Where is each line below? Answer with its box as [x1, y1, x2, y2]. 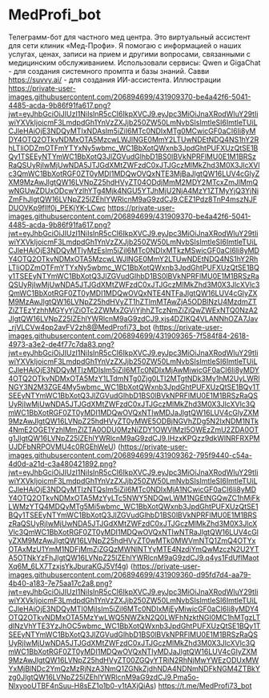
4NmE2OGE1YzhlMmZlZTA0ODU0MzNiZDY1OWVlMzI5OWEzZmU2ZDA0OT [8, 424, 259, 435]
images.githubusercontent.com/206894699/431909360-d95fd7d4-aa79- [8, 569, 251, 579]
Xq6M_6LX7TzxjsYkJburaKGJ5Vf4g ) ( [8, 561, 134, 571]
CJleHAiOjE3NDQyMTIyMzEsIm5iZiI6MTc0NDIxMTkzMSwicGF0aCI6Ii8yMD [8, 245, 260, 255]
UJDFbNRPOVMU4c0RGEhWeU [8, 442, 114, 451]
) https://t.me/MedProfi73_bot [153, 680, 252, 690]
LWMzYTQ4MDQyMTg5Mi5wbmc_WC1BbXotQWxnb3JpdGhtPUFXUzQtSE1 [8, 501, 259, 511]
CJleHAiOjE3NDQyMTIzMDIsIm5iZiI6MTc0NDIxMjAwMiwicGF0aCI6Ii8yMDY [8, 365, 260, 374]
